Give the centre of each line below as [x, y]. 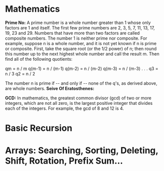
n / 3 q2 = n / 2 [20, 73]
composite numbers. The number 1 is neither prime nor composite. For [76, 38]
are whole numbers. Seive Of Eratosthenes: [50, 88]
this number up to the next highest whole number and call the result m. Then [82, 54]
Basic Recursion [39, 128]
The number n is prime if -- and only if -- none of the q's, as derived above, [81, 83]
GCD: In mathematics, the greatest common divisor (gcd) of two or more [78, 98]
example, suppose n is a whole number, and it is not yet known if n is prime [81, 43]
